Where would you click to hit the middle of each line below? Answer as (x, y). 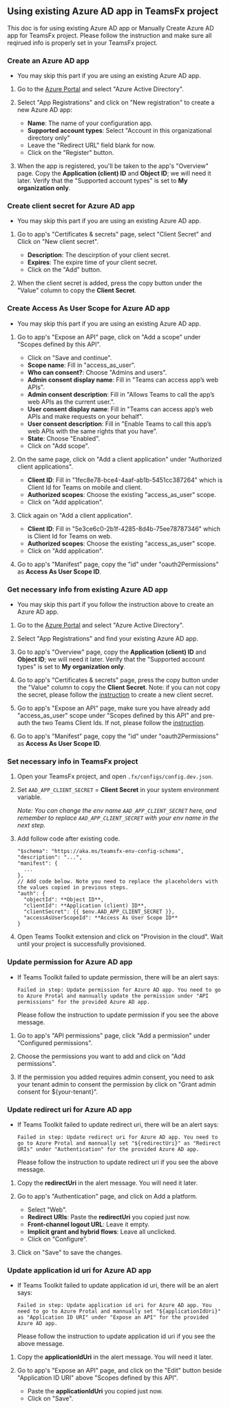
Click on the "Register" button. (71, 153)
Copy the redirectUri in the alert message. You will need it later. (107, 1183)
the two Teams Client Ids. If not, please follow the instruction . (118, 723)
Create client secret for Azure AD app (71, 206)
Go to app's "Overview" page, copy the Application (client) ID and (112, 652)
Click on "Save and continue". (70, 357)
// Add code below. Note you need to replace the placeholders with (117, 882)
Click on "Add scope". (58, 446)
